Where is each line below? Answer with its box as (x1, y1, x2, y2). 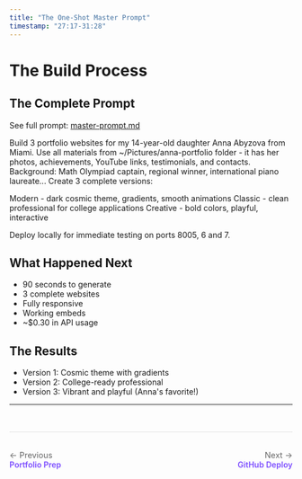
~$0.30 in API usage (22, 317, 99, 328)
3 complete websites (22, 288, 101, 299)
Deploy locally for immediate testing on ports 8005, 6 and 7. (9, 229, 231, 240)
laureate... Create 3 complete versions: (9, 175, 154, 186)
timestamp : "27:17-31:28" (9, 22, 106, 31)
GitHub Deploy (237, 459, 293, 470)
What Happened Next (9, 255, 133, 271)
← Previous (9, 450, 53, 461)
